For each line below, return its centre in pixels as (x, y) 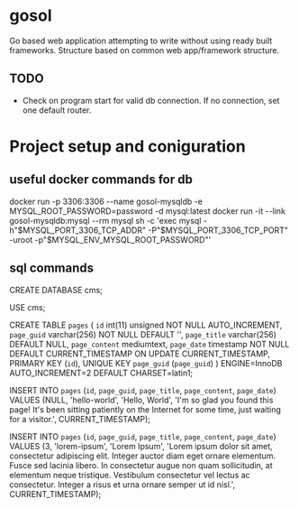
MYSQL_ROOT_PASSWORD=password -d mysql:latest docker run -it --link (148, 211)
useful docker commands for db (101, 180)
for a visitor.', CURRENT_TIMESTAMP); (80, 419)
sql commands (52, 268)
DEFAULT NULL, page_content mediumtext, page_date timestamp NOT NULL (149, 344)
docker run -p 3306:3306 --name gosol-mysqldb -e (106, 201)
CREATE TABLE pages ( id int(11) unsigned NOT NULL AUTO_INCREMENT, (146, 325)
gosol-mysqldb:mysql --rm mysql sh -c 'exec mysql (105, 220)
